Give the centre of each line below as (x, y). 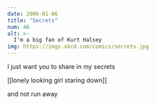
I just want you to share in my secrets (61, 67)
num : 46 (19, 27)
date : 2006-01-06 (33, 14)
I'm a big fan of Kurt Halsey (58, 40)
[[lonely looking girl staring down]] (57, 80)
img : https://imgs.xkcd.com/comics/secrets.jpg (78, 47)
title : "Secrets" (33, 20)
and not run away (33, 94)
